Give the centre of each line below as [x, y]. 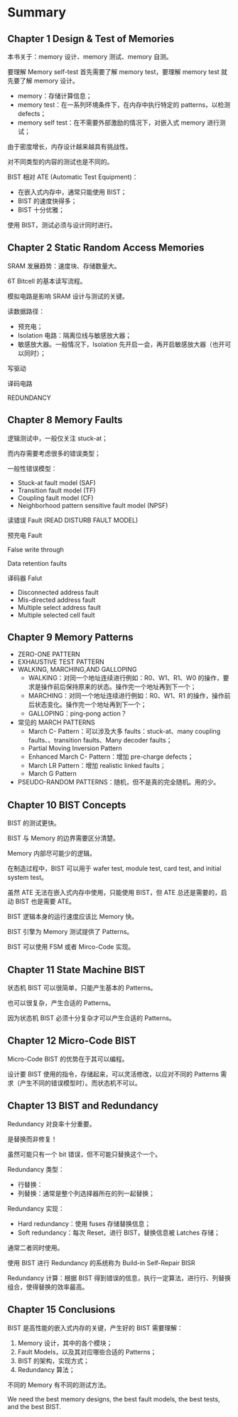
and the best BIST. [34, 1406]
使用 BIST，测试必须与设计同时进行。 [62, 225]
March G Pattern [52, 774]
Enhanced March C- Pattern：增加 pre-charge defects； [111, 757]
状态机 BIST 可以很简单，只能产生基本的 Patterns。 [82, 988]
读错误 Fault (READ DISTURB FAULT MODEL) [73, 520]
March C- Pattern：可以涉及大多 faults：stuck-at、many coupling [124, 732]
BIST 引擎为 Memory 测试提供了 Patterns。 [70, 932]
